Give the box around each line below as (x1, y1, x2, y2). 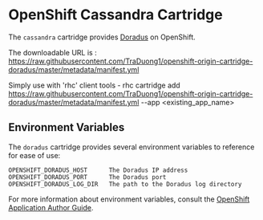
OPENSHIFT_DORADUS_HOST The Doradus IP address (8, 166, 188, 174)
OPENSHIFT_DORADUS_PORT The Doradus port (8, 173, 167, 181)
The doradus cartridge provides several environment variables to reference (8, 142, 255, 152)
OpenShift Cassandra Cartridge (8, 6, 223, 24)
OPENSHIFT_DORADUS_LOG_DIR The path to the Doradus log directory (8, 180, 242, 188)
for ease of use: (8, 150, 61, 160)
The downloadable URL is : (8, 47, 98, 57)
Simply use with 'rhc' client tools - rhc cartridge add (8, 80, 180, 90)
